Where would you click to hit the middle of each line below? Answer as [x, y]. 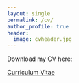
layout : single [29, 13]
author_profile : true [38, 26]
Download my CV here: [40, 59]
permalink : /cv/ [30, 20]
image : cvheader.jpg [43, 39]
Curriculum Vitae [31, 73]
